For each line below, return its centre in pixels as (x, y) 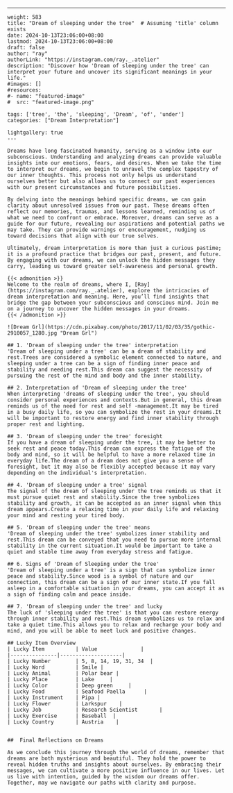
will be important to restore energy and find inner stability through (113, 418)
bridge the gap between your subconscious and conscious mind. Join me (113, 303)
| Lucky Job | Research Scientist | (85, 710)
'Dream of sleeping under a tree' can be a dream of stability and (107, 351)
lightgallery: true (35, 133)
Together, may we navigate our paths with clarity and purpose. (102, 783)
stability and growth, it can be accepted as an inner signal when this (114, 503)
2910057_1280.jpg (32, 333)
